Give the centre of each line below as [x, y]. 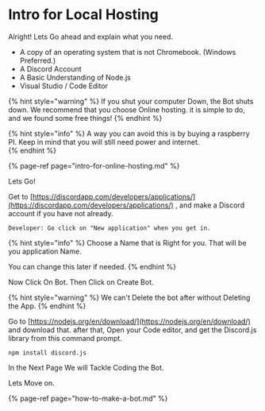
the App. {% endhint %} [47, 306]
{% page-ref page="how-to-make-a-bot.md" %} [88, 398]
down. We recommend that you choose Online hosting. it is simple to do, [127, 110]
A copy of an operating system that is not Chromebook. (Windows [128, 52]
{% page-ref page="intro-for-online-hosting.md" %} [94, 165]
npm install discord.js [48, 353]
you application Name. [45, 251]
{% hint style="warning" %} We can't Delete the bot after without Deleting [129, 297]
